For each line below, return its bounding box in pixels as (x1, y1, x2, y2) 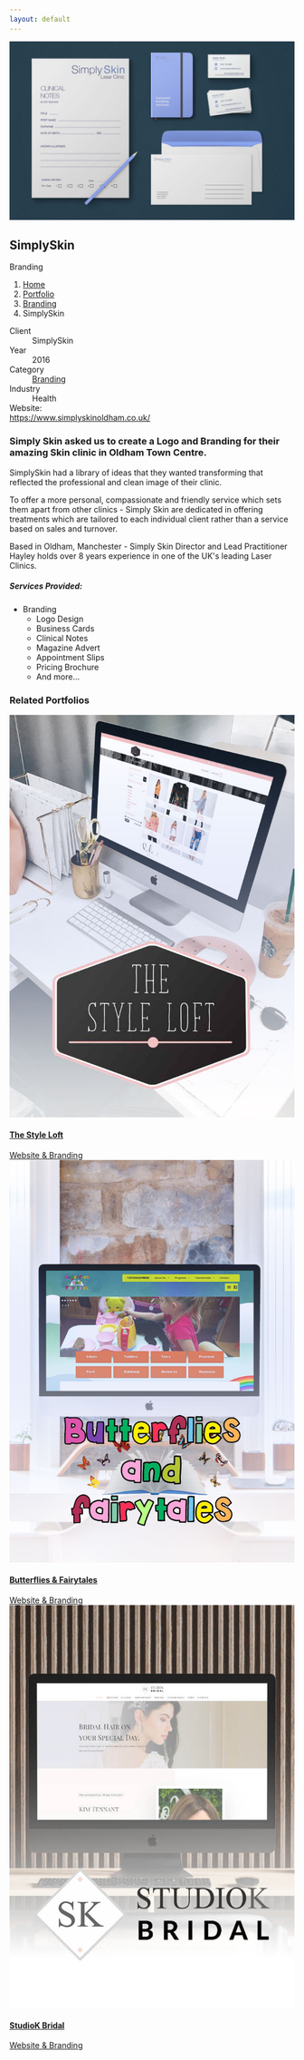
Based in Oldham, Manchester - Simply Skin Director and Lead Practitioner (9, 541, 288, 552)
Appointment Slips (35, 651, 105, 662)
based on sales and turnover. (9, 522, 118, 534)
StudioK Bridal (9, 2019, 65, 2031)
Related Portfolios (9, 694, 90, 707)
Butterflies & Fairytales (9, 1575, 98, 1586)
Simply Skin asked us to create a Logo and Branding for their (9, 435, 280, 448)
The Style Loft (9, 1129, 63, 1140)
